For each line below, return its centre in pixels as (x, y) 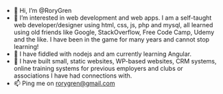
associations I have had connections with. (73, 76)
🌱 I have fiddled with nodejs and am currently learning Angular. (103, 54)
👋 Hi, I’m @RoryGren (43, 11)
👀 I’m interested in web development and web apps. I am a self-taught (113, 18)
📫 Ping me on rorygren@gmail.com (64, 83)
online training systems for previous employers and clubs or (98, 68)
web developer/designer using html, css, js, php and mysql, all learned (113, 25)
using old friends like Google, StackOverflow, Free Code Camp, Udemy (114, 32)
